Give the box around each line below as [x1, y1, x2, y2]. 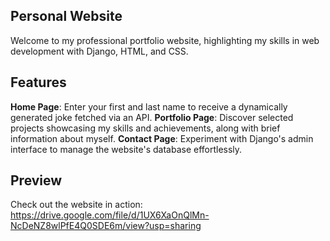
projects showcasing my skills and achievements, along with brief [10, 122, 281, 134]
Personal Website [10, 8, 123, 25]
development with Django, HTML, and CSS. [10, 45, 189, 57]
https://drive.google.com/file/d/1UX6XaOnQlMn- [10, 209, 210, 221]
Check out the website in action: [10, 199, 143, 211]
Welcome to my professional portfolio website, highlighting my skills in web [10, 34, 320, 46]
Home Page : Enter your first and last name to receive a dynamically [10, 100, 288, 113]
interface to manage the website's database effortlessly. [10, 143, 243, 155]
